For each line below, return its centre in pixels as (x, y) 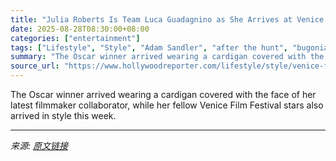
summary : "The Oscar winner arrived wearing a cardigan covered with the (167, 57)
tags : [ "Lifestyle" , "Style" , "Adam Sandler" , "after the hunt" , (149, 47)
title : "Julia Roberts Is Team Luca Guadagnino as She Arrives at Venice (167, 19)
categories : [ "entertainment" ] (75, 38)
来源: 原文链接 (39, 145)
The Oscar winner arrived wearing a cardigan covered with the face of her (163, 94)
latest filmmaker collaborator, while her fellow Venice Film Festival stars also (167, 105)
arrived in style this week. (63, 115)
